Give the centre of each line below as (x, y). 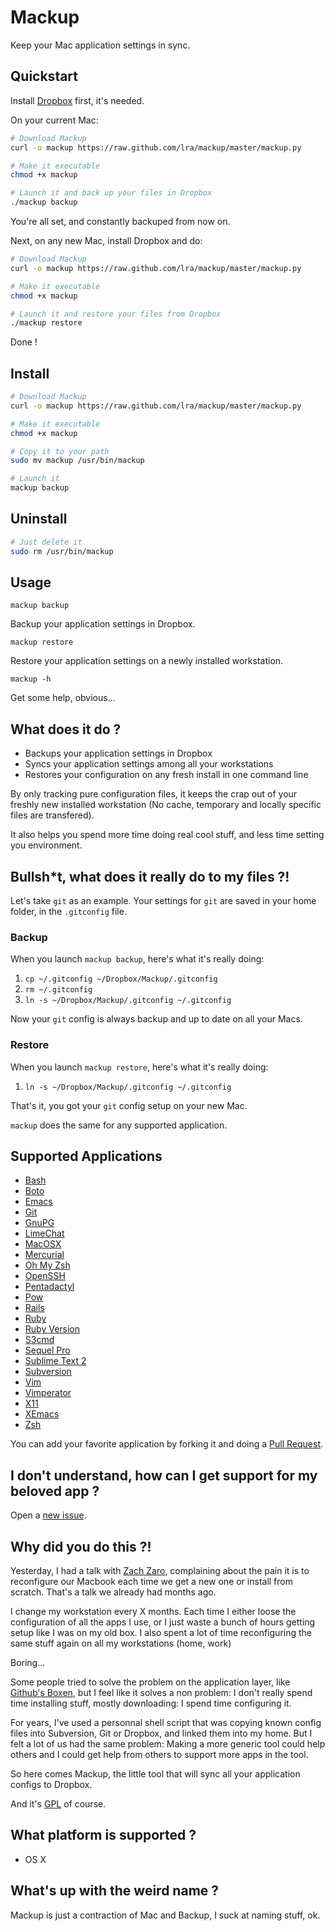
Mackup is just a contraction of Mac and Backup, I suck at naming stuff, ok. (165, 1915)
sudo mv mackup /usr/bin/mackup (77, 461)
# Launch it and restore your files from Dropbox (116, 314)
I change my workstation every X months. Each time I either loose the (153, 1612)
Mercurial (44, 1255)
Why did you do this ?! (81, 1546)
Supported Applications (86, 1156)
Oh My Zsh (47, 1265)
